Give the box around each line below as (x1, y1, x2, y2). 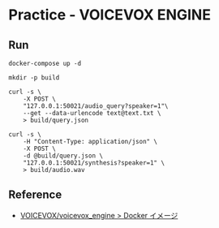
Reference (8, 188, 62, 202)
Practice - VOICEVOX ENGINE (8, 6, 211, 24)
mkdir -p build (8, 74, 60, 82)
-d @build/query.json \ (23, 152, 104, 160)
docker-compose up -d (8, 59, 82, 67)
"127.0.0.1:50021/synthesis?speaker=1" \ (23, 159, 165, 167)
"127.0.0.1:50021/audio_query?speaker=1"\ (23, 102, 169, 110)
